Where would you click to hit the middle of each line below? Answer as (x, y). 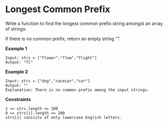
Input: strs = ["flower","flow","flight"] (51, 58)
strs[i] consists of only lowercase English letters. (64, 117)
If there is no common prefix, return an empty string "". (63, 39)
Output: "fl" (19, 62)
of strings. (16, 28)
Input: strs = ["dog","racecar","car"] (48, 81)
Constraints (18, 99)
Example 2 (17, 72)
